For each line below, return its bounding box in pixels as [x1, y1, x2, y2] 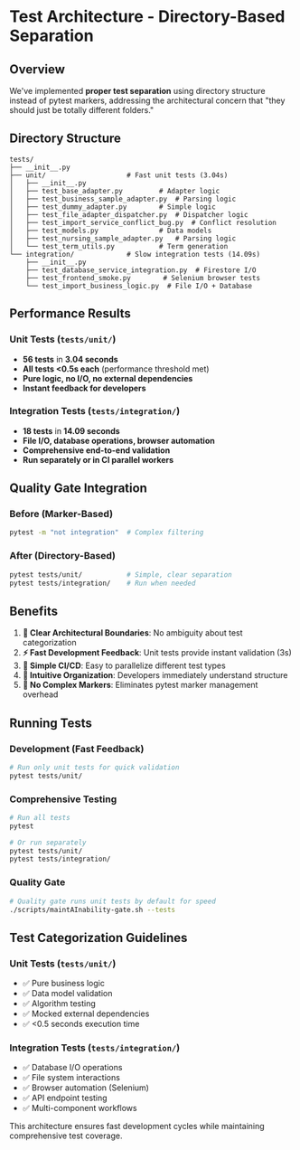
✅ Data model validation [22, 988, 113, 999]
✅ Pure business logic [22, 978, 106, 989]
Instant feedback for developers [22, 382, 146, 393]
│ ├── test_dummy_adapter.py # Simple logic [9, 202, 217, 212]
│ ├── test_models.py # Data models [9, 226, 212, 235]
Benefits [9, 603, 59, 618]
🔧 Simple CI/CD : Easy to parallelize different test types [22, 660, 226, 671]
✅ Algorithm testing [22, 998, 97, 1009]
